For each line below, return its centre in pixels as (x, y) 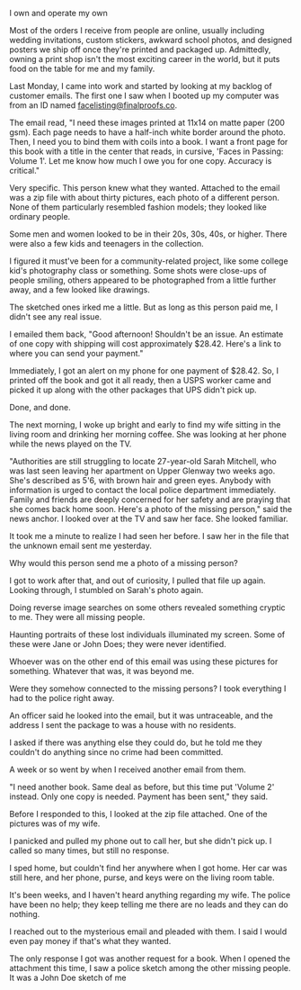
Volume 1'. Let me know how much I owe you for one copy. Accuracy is (141, 161)
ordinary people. (40, 216)
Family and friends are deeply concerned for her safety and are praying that (150, 499)
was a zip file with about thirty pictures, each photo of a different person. (145, 198)
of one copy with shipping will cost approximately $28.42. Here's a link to (145, 344)
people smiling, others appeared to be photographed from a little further (143, 280)
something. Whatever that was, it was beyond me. (102, 671)
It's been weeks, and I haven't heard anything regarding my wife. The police (150, 895)
